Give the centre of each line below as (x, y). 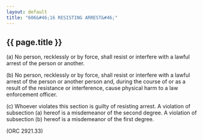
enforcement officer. (32, 94)
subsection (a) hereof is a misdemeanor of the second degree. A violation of (101, 113)
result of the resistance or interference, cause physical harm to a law (92, 88)
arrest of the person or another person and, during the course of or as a (96, 82)
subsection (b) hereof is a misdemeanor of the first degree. (80, 119)
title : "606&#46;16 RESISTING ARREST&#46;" (62, 18)
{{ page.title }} (34, 42)
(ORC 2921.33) (25, 131)
